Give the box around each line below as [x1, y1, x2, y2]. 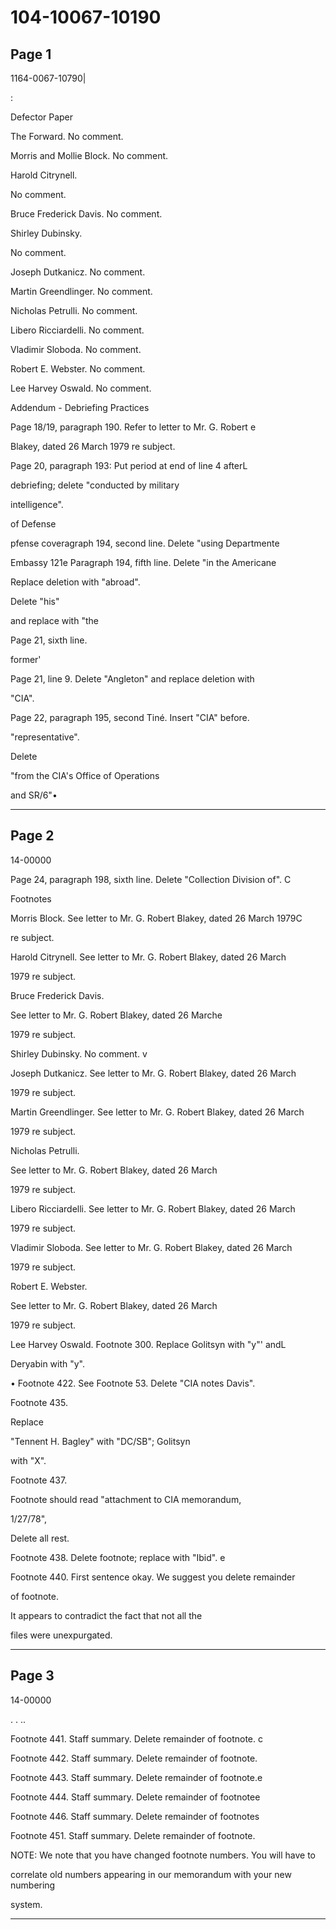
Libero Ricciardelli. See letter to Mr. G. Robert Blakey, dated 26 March [10, 1202, 296, 1215]
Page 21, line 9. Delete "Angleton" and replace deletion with [10, 673, 255, 685]
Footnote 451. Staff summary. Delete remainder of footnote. [10, 1829, 256, 1841]
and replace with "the [10, 615, 99, 626]
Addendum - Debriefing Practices [10, 402, 150, 413]
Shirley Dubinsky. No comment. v [10, 1047, 148, 1060]
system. [10, 1898, 43, 1910]
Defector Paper [10, 111, 74, 123]
